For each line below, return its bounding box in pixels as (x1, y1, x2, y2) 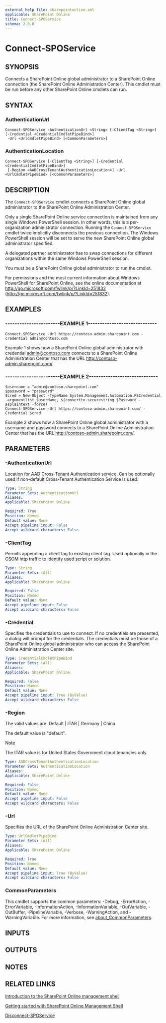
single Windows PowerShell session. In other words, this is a (5, 219, 129, 225)
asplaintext (5, 402, 30, 407)
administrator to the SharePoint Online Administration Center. (5, 204, 130, 210)
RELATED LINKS (5, 980, 56, 989)
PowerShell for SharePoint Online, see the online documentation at (5, 280, 142, 286)
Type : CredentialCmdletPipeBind (5, 656, 72, 661)
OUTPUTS (5, 946, 37, 955)
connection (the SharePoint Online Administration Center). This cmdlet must (5, 81, 161, 87)
